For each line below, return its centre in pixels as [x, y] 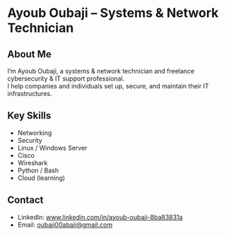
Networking [35, 133]
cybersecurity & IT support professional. [66, 78]
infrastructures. [30, 94]
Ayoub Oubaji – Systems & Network [113, 13]
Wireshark [32, 163]
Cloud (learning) [41, 177]
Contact [25, 200]
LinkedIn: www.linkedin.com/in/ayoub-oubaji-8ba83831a [100, 217]
